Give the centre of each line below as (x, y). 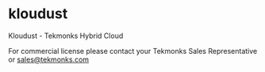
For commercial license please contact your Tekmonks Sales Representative (133, 51)
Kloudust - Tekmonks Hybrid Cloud (66, 36)
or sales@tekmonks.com (49, 59)
